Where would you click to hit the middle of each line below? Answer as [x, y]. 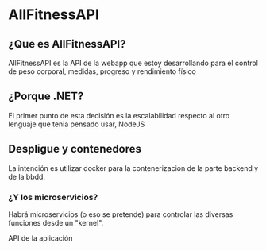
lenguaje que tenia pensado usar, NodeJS [77, 124]
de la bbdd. [27, 176]
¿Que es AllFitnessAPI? [67, 44]
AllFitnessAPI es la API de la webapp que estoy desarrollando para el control [133, 63]
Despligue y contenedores [75, 149]
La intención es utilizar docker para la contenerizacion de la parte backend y [133, 168]
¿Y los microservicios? [53, 197]
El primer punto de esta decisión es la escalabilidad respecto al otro [119, 115]
